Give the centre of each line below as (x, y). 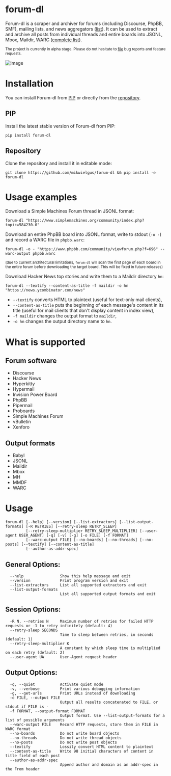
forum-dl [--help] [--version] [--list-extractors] (61, 522)
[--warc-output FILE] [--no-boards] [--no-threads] (82, 540)
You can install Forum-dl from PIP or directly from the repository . (73, 97)
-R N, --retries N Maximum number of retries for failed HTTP (82, 621)
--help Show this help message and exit (70, 576)
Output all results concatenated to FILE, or (109, 702)
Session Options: (33, 610)
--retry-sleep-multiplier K (40, 644)
